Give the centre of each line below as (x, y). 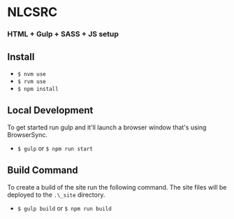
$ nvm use (32, 74)
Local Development (50, 110)
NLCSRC (32, 12)
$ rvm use (32, 81)
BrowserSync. (27, 134)
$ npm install (38, 89)
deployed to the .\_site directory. (56, 195)
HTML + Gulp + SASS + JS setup (63, 34)
